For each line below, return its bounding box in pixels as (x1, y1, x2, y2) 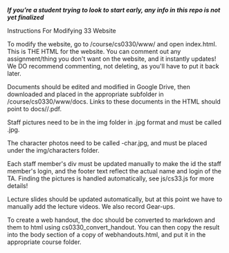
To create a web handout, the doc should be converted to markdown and (7, 216, 216, 224)
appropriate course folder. (7, 238, 82, 246)
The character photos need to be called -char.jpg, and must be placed (7, 139, 208, 147)
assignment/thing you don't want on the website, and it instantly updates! (7, 55, 217, 63)
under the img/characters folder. (7, 147, 100, 154)
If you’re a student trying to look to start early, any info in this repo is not (7, 6, 221, 14)
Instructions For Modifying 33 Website (7, 27, 116, 35)
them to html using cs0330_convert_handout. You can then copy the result (7, 223, 220, 231)
